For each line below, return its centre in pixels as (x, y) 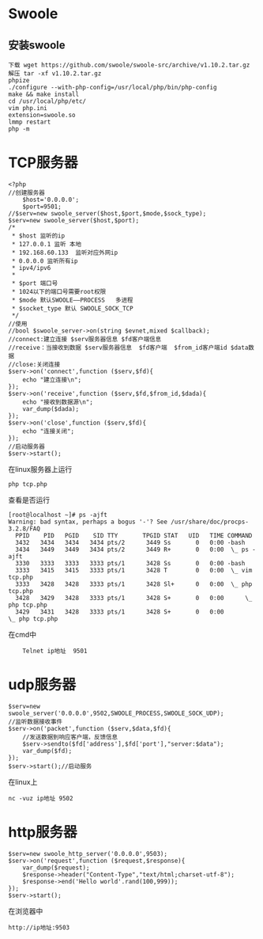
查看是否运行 (29, 500)
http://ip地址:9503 (39, 927)
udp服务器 (42, 685)
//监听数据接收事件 (36, 721)
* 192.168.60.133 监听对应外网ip (65, 253)
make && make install (44, 94)
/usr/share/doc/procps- (210, 522)
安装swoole (37, 45)
